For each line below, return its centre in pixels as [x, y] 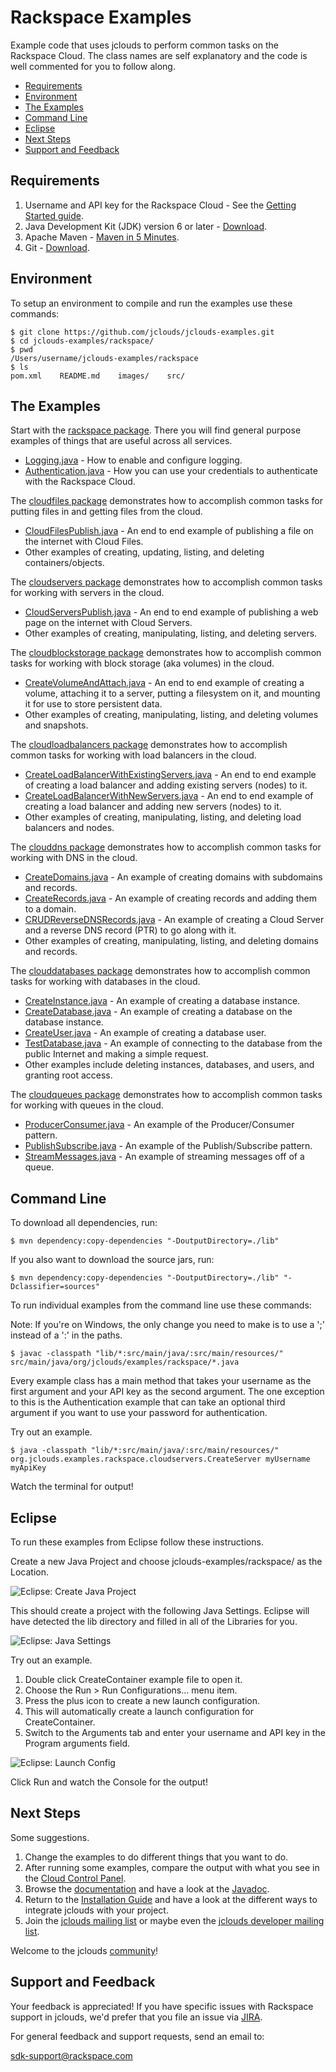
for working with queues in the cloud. [87, 1105]
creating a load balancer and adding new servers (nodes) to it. [153, 807]
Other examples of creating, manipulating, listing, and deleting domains [171, 941]
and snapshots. [56, 725]
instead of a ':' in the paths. [66, 1335]
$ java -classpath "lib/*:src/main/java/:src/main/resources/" [145, 1451]
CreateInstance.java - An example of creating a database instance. [162, 1001]
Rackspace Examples [101, 17]
